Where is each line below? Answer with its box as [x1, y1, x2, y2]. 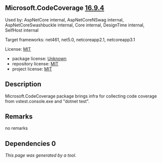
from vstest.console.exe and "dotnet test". [5, 98, 90, 104]
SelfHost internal [5, 27, 39, 33]
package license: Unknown [12, 56, 67, 61]
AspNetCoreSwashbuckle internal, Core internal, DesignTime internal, [5, 22, 145, 28]
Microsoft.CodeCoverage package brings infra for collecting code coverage [5, 93, 157, 99]
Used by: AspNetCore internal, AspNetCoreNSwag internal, [5, 17, 124, 22]
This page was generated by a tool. [5, 152, 76, 158]
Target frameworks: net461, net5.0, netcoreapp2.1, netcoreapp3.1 [5, 37, 135, 42]
